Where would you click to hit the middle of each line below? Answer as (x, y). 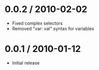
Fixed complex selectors (37, 23)
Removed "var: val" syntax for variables (53, 28)
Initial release (26, 63)
